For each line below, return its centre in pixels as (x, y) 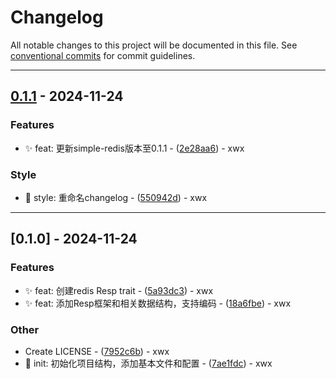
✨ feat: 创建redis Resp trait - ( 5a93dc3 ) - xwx (119, 290)
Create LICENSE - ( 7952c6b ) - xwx (97, 351)
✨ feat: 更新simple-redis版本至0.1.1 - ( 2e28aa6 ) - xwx (134, 148)
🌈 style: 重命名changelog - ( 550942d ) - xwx (116, 197)
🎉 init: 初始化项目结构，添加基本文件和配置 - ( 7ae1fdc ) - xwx (148, 363)
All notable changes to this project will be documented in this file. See (154, 45)
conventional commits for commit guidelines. (103, 55)
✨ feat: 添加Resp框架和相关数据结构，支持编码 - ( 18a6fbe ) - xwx (158, 303)
